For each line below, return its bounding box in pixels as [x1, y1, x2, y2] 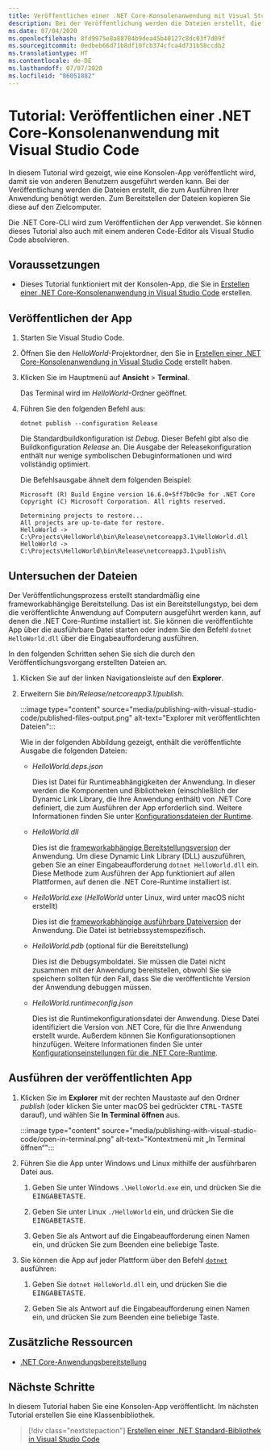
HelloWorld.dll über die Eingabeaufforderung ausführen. [8, 634, 199, 642]
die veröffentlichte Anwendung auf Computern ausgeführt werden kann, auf [8, 608, 261, 617]
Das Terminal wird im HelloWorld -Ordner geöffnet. [19, 388, 188, 398]
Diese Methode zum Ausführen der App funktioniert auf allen [31, 868, 236, 878]
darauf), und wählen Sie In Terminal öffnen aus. [19, 1110, 181, 1119]
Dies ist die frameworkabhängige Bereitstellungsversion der [31, 843, 231, 852]
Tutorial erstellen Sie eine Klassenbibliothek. [8, 1410, 156, 1420]
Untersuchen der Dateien [8, 569, 138, 583]
